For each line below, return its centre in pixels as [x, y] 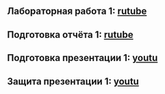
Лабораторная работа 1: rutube [77, 11]
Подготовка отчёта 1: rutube [70, 35]
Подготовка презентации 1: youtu [82, 58]
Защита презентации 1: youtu [73, 81]
